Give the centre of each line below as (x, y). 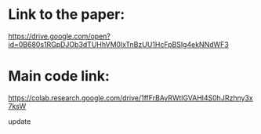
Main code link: (59, 76)
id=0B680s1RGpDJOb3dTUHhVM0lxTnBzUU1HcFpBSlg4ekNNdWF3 (118, 44)
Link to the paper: (67, 14)
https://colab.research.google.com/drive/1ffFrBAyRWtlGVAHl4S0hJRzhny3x (130, 98)
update (20, 121)
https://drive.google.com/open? (60, 36)
